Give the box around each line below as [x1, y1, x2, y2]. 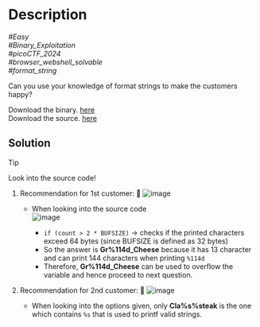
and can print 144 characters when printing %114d [43, 253, 205, 263]
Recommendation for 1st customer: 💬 [19, 189, 142, 198]
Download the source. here [8, 113, 98, 123]
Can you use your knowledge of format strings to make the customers [8, 81, 238, 91]
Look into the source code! [8, 173, 97, 182]
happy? [8, 89, 33, 99]
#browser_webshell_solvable [8, 57, 103, 67]
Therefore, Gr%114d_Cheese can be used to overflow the [43, 261, 233, 271]
